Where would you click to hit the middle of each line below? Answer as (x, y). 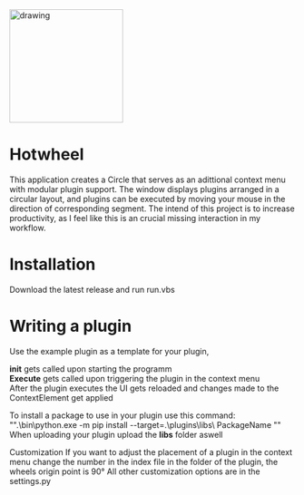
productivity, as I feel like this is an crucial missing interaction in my (135, 218)
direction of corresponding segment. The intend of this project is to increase (152, 209)
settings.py (30, 480)
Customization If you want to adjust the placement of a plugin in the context (151, 451)
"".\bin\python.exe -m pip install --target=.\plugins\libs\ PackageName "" (145, 424)
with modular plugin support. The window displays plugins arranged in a (144, 189)
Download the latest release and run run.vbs (92, 289)
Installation (53, 264)
